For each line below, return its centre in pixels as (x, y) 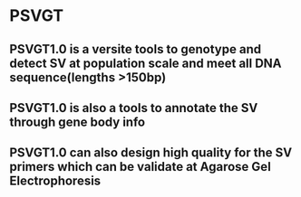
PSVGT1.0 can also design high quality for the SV (151, 153)
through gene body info (78, 122)
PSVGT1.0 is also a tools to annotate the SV (134, 108)
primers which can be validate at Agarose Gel (141, 167)
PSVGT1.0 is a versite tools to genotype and (135, 49)
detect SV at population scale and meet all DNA (146, 63)
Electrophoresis (55, 181)
